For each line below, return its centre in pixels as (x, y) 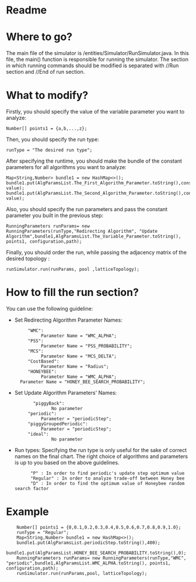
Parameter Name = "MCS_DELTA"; (78, 356)
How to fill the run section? (72, 292)
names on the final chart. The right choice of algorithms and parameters (101, 456)
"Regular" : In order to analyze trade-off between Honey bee (107, 478)
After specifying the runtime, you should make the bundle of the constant (94, 161)
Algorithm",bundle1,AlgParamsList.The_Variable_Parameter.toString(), (94, 237)
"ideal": (38, 434)
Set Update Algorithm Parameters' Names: (66, 393)
